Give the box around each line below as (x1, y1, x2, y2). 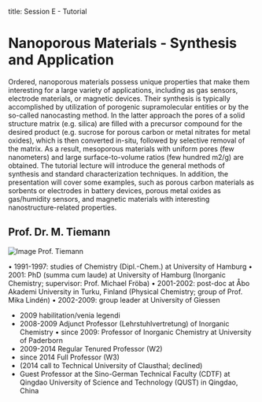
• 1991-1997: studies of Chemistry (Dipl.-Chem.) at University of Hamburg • (8, 262, 253, 271)
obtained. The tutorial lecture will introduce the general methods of (8, 161, 226, 170)
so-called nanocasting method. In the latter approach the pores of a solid (8, 110, 245, 120)
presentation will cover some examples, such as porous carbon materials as (8, 177, 254, 187)
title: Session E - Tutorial (8, 7, 87, 16)
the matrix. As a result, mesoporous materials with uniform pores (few (8, 143, 234, 153)
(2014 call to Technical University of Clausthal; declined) (19, 360, 203, 370)
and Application (8, 51, 114, 69)
